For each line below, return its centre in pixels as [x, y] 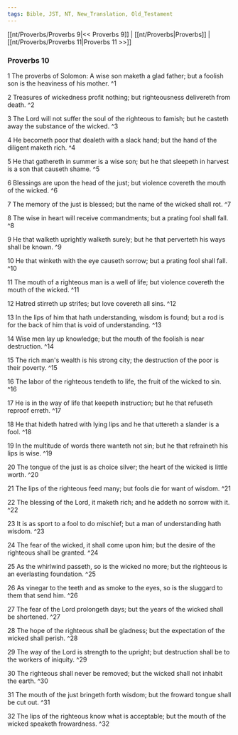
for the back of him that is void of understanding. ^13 [85, 324]
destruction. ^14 [31, 346]
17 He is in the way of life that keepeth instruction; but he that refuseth [110, 403]
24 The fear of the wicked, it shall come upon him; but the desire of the [112, 545]
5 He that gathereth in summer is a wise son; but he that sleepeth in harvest [118, 161]
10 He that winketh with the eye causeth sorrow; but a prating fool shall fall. [117, 260]
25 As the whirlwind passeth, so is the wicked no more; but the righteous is [117, 566]
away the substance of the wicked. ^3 [63, 126]
